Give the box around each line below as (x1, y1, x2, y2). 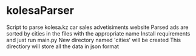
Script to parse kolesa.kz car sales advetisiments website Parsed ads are (6, 23, 189, 31)
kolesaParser (6, 4, 75, 17)
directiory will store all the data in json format (6, 43, 120, 50)
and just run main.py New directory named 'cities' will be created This (6, 36, 181, 43)
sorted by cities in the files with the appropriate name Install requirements (6, 30, 191, 37)
